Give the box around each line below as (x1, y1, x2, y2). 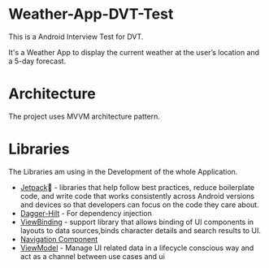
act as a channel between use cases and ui (20, 251, 165, 261)
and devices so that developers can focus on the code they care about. (20, 200, 259, 210)
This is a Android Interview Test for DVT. (8, 32, 144, 41)
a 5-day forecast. (8, 56, 67, 66)
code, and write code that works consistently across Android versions (20, 191, 254, 201)
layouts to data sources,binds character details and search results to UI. (20, 225, 262, 236)
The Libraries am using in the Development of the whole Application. (8, 166, 238, 176)
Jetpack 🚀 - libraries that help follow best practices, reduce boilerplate (20, 182, 254, 192)
